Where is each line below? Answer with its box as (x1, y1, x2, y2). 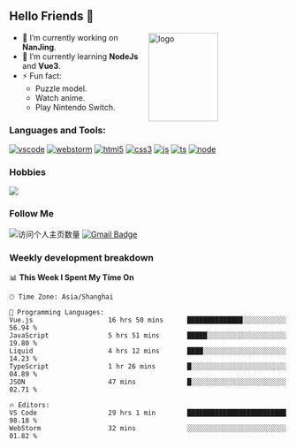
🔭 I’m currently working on (21, 32, 118, 42)
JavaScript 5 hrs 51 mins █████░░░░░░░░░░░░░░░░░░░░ (9, 331, 287, 340)
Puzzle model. (34, 83, 87, 94)
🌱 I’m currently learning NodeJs (21, 50, 139, 62)
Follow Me (9, 208, 55, 220)
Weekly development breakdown (9, 251, 155, 263)
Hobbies (9, 166, 47, 178)
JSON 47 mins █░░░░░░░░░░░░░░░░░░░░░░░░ (9, 377, 287, 386)
